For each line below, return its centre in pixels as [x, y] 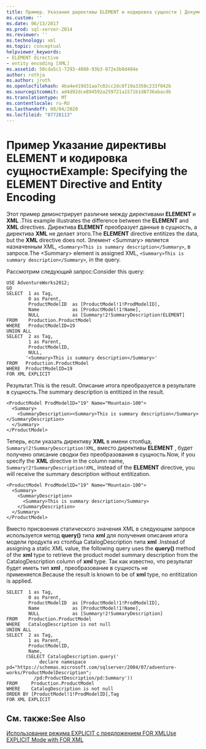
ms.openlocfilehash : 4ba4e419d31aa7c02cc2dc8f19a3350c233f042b [89, 86]
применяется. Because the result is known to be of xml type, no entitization [102, 575]
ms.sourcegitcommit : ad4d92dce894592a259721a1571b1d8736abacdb [89, 92]
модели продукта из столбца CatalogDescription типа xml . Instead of [96, 542]
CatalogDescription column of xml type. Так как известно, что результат [100, 561]
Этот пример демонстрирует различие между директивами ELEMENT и [101, 214]
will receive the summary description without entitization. [78, 474]
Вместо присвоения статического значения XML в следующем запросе [101, 529]
